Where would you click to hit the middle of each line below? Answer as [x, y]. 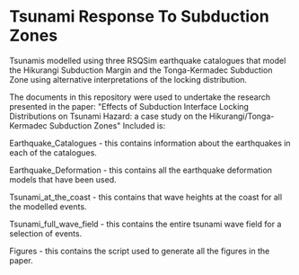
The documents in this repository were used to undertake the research [140, 97]
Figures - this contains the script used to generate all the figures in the [140, 251]
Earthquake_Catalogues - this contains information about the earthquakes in [150, 143]
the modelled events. [48, 206]
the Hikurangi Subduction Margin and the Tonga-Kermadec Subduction [141, 70]
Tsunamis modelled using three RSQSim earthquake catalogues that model [148, 60]
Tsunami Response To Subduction [139, 17]
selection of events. [46, 233]
